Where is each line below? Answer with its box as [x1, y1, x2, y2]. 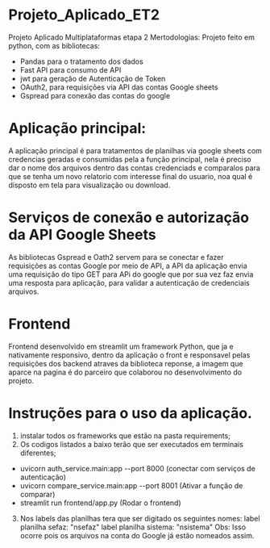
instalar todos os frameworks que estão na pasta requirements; [19, 430, 231, 441]
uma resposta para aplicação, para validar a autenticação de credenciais [8, 278, 250, 287]
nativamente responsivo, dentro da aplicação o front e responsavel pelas [8, 349, 251, 360]
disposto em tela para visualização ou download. [8, 180, 171, 190]
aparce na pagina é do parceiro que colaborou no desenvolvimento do [8, 367, 243, 377]
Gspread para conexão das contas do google [19, 90, 171, 100]
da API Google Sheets [8, 226, 156, 244]
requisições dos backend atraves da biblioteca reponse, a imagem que [8, 358, 243, 368]
